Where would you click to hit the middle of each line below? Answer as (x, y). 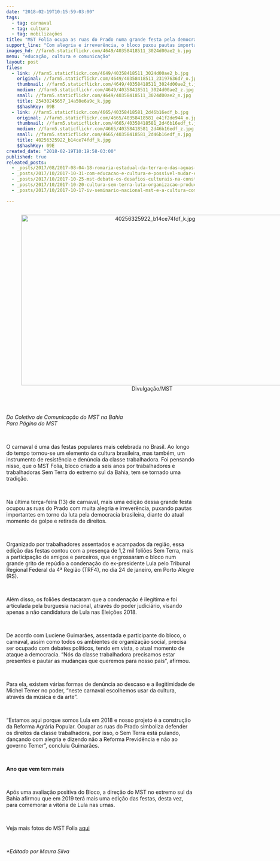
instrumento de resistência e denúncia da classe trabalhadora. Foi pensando (100, 459)
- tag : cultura (31, 28)
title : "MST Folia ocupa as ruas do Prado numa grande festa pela (91, 40)
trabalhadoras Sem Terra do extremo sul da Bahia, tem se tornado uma (94, 472)
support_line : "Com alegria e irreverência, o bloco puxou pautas (91, 46)
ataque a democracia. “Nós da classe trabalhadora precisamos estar (91, 654)
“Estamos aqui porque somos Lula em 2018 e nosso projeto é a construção (99, 720)
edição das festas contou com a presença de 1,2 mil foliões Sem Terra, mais (100, 550)
